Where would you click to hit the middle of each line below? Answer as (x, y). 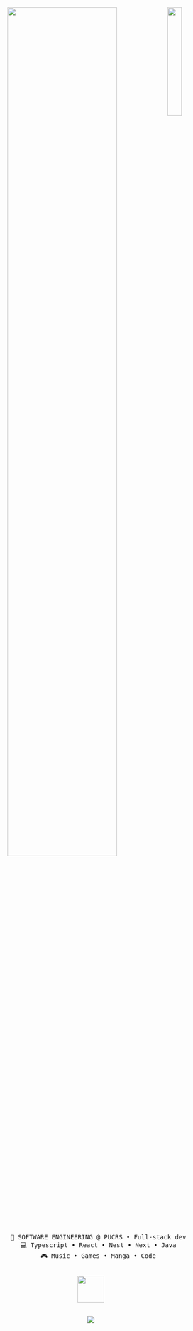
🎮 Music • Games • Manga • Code (98, 1256)
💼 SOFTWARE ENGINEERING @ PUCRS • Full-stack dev (98, 1237)
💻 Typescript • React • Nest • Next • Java (98, 1245)
